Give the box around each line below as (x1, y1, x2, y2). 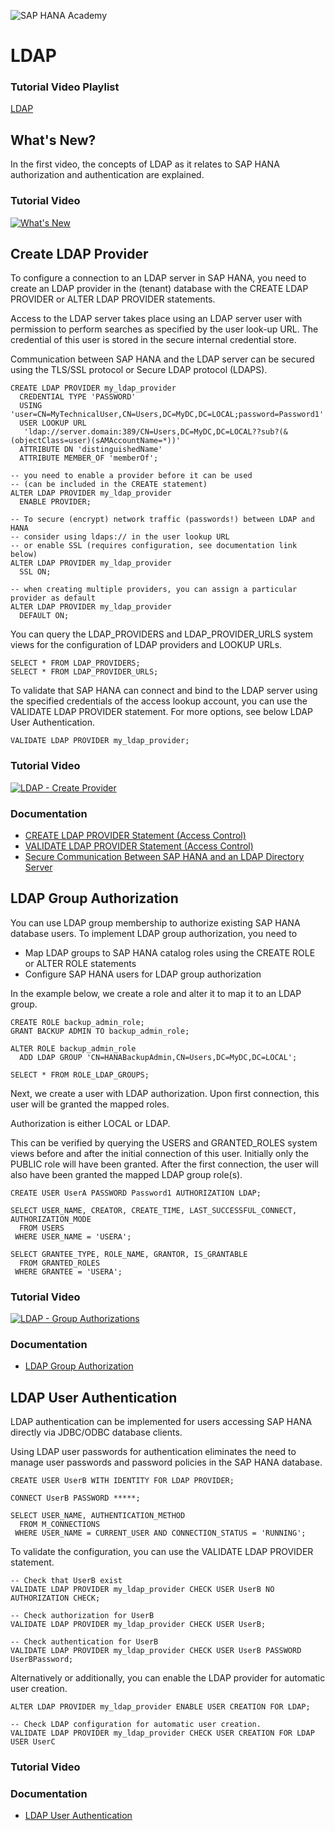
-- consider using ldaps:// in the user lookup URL (10, 532, 230, 542)
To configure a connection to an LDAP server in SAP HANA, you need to (10, 272, 307, 284)
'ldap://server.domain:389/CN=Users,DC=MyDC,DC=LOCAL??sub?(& (23, 427, 288, 437)
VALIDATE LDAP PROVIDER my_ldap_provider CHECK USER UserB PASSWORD (10, 1646, 302, 1656)
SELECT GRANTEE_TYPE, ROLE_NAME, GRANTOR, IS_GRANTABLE (10, 1249, 248, 1259)
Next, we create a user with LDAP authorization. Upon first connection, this (10, 1087, 320, 1099)
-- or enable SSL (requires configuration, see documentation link (10, 541, 298, 551)
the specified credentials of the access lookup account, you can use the (10, 695, 308, 707)
